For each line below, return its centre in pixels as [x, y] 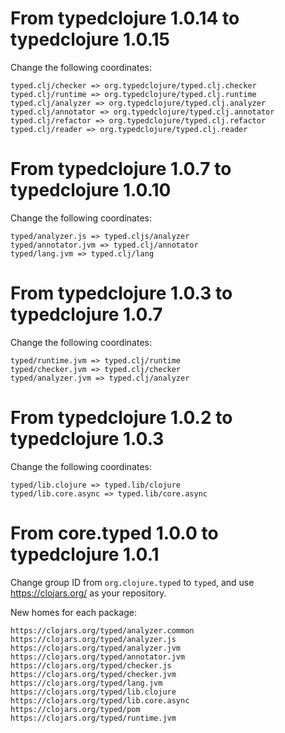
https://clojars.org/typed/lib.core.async [100, 700]
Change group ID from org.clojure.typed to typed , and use [132, 582]
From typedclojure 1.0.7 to [121, 169]
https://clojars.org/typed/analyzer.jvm [96, 648]
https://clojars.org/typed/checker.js [91, 665]
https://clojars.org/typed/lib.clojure [93, 692]
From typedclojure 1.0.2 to [121, 418]
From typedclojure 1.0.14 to [125, 18]
